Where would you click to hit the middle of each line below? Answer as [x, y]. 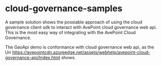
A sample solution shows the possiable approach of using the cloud [74, 22]
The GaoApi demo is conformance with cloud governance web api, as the [80, 47]
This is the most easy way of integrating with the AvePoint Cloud [71, 32]
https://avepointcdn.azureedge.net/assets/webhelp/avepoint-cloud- [81, 52]
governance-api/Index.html [33, 57]
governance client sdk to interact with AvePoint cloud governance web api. [81, 27]
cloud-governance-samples [64, 9]
